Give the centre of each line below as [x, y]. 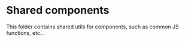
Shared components [58, 10]
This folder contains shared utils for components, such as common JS [92, 27]
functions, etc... [25, 33]
